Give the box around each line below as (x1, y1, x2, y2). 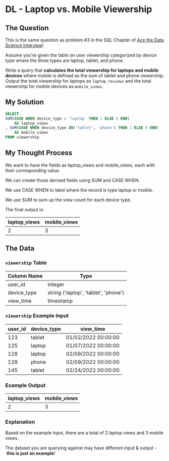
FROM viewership (5, 135, 39, 140)
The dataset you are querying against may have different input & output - (5, 445, 157, 451)
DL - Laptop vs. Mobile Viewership (5, 4, 152, 15)
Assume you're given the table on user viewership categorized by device (5, 52, 157, 58)
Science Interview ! (5, 42, 44, 48)
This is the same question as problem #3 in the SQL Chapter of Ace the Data (5, 37, 164, 43)
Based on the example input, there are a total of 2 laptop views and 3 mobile (5, 430, 164, 436)
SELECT (5, 111, 19, 117)
